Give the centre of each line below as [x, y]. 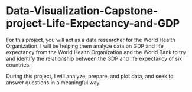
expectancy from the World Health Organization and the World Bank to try [96, 52]
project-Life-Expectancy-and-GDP [93, 23]
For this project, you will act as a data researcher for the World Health [91, 40]
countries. [18, 65]
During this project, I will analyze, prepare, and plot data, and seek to [90, 76]
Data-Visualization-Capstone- [82, 11]
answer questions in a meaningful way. [53, 82]
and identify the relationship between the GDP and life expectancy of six [94, 58]
